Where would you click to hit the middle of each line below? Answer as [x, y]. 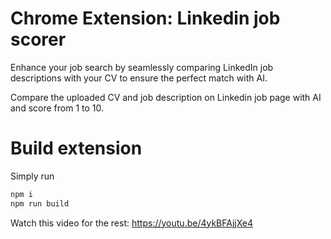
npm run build [40, 203]
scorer [38, 39]
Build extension [76, 148]
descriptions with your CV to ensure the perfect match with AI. [139, 78]
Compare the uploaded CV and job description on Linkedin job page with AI [166, 97]
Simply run [32, 176]
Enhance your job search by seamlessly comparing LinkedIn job [142, 67]
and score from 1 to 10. [57, 108]
